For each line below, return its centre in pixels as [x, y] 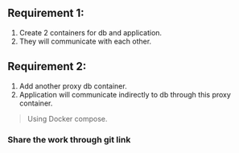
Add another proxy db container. [73, 86]
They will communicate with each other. [85, 41]
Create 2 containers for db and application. [91, 32]
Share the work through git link [69, 139]
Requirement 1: [46, 13]
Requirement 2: [47, 66]
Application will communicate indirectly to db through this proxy [125, 94]
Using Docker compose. [67, 118]
